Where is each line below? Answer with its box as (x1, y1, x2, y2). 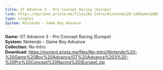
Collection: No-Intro (5, 44, 46, 50)
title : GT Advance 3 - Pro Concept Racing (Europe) (5, 7, 112, 12)
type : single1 (5, 16, 34, 21)
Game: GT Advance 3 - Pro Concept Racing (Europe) (5, 34, 112, 40)
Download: (5, 49, 28, 55)
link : (5, 12, 16, 16)
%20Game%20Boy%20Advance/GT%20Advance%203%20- (5, 54, 129, 60)
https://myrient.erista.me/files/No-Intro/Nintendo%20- (28, 49, 137, 55)
